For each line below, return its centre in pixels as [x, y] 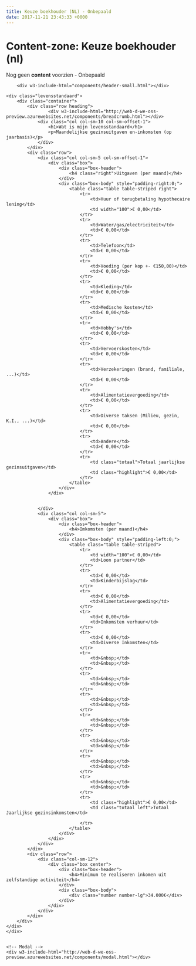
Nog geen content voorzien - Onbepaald [55, 75]
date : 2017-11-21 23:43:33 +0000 [47, 17]
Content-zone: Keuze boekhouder [91, 46]
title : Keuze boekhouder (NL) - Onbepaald [59, 11]
